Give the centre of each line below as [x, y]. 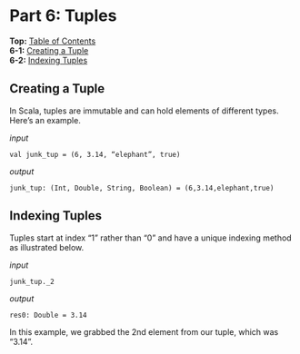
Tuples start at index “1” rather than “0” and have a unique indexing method [151, 238]
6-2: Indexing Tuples [49, 60]
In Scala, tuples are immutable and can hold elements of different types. [144, 111]
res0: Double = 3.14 [49, 315]
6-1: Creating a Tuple [49, 50]
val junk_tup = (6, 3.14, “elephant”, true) [95, 154]
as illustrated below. [47, 247]
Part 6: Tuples [63, 16]
